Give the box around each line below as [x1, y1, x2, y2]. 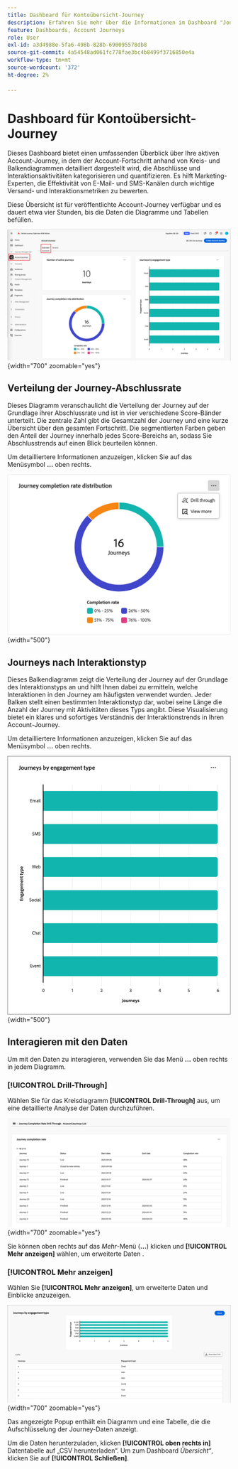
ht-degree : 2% [7, 71, 50, 78]
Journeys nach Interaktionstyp [7, 656, 147, 668]
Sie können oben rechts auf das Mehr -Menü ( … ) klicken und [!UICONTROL [7, 1242, 227, 1251]
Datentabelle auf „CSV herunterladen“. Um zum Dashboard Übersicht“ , [7, 1446, 214, 1455]
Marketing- [194, 171, 227, 181]
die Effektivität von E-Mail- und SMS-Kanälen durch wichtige [37, 179, 215, 188]
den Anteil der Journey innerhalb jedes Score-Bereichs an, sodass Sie [7, 431, 212, 440]
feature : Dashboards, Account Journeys [7, 26, 125, 33]
